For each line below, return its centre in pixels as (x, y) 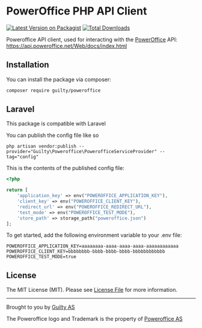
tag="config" (23, 157)
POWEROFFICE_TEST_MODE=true (41, 257)
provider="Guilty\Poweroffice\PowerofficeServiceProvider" (82, 152)
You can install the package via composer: (59, 79)
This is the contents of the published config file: (65, 168)
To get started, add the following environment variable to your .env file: (94, 235)
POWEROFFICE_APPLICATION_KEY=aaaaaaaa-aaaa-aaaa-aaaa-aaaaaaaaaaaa (93, 246)
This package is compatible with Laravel (56, 124)
